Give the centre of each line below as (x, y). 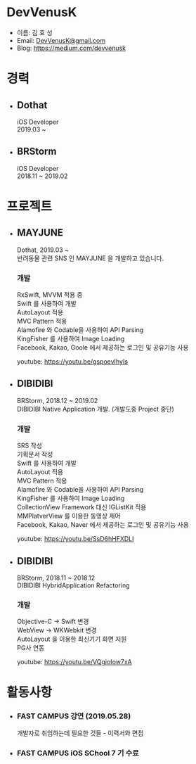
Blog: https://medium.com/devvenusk (71, 48)
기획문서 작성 (35, 454)
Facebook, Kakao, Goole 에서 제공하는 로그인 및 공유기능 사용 (103, 348)
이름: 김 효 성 (35, 32)
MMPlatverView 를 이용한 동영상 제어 (68, 516)
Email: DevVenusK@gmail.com (61, 40)
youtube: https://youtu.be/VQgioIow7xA (74, 662)
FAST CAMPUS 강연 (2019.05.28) (74, 716)
